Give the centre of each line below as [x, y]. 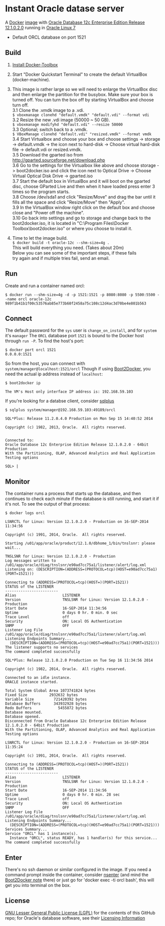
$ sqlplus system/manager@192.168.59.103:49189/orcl [60, 410]
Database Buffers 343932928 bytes [46, 704]
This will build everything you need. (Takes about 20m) [68, 248]
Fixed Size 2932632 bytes [42, 695]
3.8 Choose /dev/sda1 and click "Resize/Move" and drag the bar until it [84, 197]
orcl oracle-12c [35, 299]
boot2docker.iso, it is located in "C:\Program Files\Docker [70, 223]
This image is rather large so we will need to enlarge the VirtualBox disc [85, 89]
